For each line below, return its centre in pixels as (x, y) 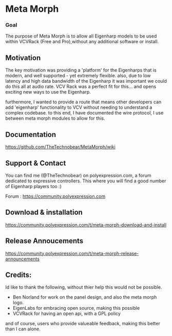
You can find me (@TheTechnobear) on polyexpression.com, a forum (78, 175)
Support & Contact (36, 163)
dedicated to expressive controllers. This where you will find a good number (86, 181)
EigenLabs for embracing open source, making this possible (76, 308)
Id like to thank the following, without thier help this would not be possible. (84, 287)
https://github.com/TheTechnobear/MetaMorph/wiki (60, 147)
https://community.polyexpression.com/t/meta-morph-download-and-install (86, 225)
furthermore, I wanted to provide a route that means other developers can (83, 102)
